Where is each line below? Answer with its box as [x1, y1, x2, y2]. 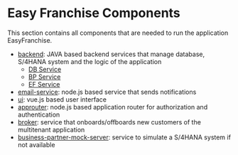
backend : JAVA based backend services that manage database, [17, 50, 205, 58]
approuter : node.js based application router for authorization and [17, 102, 208, 111]
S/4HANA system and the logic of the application [17, 57, 162, 65]
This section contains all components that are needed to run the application [7, 28, 229, 37]
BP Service [28, 73, 61, 81]
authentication [17, 110, 60, 119]
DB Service [28, 65, 62, 73]
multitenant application [17, 125, 85, 134]
